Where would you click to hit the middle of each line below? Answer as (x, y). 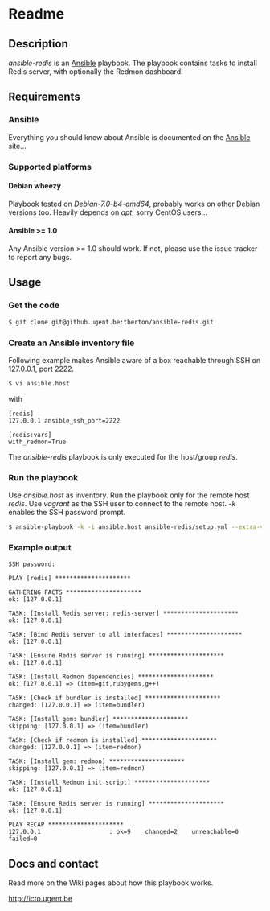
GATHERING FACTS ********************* (75, 592)
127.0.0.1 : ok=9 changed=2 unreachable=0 (124, 832)
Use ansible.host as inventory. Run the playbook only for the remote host (129, 495)
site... (17, 146)
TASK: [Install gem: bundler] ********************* (98, 719)
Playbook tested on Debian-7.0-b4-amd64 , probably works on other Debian (134, 204)
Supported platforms (50, 167)
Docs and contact (53, 863)
